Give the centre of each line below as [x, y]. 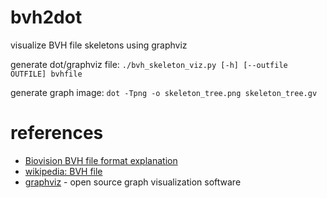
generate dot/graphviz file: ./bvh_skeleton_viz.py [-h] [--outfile [149, 64]
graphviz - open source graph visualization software [133, 182]
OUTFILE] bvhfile [46, 74]
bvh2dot [46, 17]
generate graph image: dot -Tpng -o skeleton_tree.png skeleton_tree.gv [164, 92]
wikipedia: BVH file [63, 171]
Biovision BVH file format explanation [101, 160]
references [57, 133]
